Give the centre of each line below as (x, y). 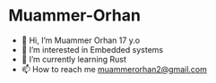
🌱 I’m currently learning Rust (74, 59)
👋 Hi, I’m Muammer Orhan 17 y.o (81, 40)
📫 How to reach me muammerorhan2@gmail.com (114, 69)
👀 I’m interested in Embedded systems (92, 49)
